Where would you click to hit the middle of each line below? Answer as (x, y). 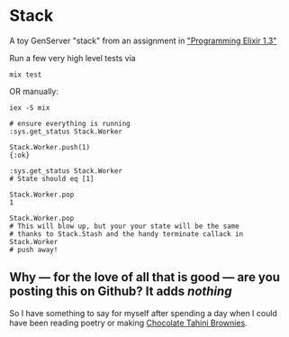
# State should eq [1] (52, 178)
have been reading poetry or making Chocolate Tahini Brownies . (128, 323)
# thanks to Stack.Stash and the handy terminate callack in (126, 234)
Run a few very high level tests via (73, 58)
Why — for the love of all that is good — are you (145, 277)
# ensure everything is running (70, 123)
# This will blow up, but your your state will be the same (125, 226)
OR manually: (34, 91)
